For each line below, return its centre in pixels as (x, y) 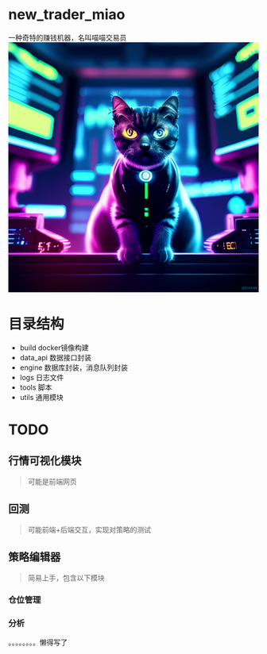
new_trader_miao (67, 15)
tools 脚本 (36, 387)
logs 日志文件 (42, 377)
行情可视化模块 (45, 461)
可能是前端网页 (52, 481)
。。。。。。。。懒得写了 (38, 642)
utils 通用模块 (41, 397)
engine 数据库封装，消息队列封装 (74, 367)
